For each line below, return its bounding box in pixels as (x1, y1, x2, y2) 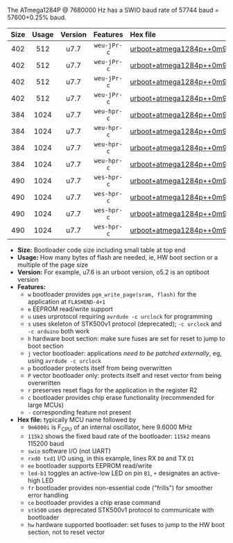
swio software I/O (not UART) (27, 446, 111, 455)
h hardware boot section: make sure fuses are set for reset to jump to (27, 335, 225, 342)
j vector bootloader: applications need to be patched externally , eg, (27, 349, 222, 357)
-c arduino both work (27, 327, 90, 335)
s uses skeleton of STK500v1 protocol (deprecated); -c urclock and (27, 319, 222, 328)
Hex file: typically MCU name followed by (17, 416, 137, 424)
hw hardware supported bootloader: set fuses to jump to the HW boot (27, 520, 225, 528)
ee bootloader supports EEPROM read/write (27, 461, 153, 469)
